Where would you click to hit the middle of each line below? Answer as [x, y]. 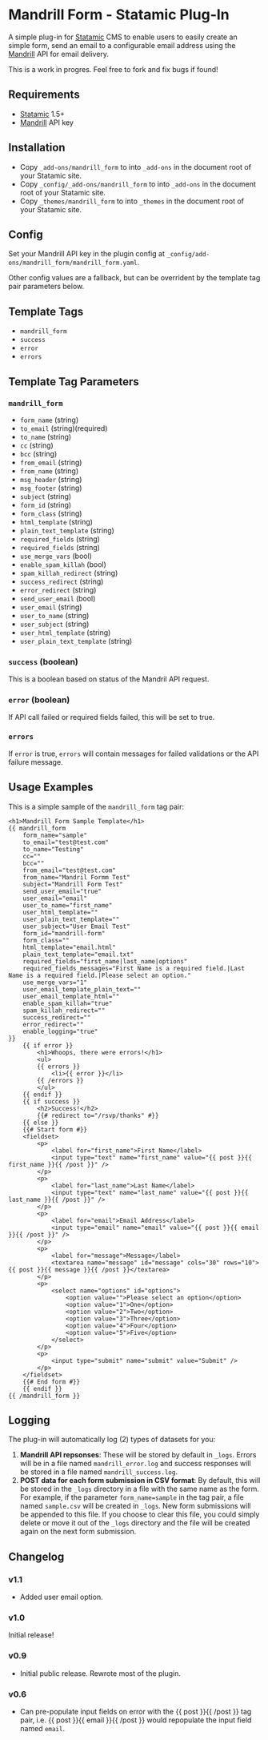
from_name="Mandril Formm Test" [76, 877]
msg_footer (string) [51, 488]
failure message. [36, 762]
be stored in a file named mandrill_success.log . [99, 1472]
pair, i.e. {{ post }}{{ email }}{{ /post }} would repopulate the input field [136, 1720]
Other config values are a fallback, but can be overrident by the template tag [134, 278]
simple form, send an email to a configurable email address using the [122, 45]
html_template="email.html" [69, 947]
